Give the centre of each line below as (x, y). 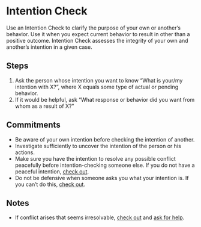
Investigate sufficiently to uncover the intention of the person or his (98, 146)
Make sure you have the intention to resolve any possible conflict (95, 158)
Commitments (34, 125)
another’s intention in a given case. (49, 47)
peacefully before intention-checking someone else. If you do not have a (105, 165)
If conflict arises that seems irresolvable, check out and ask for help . (100, 217)
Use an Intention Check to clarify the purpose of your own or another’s (94, 28)
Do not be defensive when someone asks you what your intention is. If (102, 178)
